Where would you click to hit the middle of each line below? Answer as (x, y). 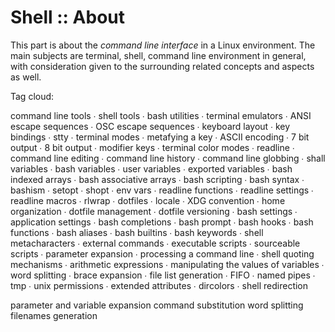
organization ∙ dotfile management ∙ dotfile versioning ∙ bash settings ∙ (154, 211)
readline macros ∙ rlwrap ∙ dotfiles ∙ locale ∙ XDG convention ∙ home (148, 200)
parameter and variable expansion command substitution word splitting (157, 305)
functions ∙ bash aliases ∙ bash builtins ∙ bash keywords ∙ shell (137, 232)
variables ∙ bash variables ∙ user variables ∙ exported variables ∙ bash (151, 168)
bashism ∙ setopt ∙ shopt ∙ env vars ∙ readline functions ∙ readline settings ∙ (162, 190)
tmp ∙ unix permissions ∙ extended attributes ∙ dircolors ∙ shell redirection (159, 285)
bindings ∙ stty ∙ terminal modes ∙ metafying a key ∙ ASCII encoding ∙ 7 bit (160, 137)
